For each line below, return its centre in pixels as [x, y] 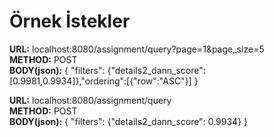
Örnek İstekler [70, 21]
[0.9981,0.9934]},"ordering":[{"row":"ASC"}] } [104, 81]
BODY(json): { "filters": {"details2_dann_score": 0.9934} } [129, 121]
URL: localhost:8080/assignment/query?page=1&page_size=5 [137, 49]
